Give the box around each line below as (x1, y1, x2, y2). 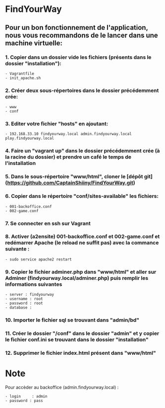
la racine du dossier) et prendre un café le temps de (5, 154, 132, 161)
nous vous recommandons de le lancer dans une (5, 31, 159, 39)
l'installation (5, 160, 36, 167)
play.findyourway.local (5, 136, 55, 141)
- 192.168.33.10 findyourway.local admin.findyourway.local (5, 132, 132, 137)
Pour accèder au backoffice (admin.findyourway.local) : (5, 384, 119, 390)
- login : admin (5, 394, 48, 399)
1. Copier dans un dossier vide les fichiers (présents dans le (5, 54, 152, 61)
